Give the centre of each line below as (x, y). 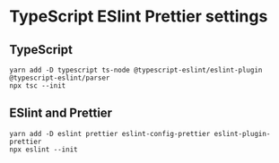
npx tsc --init (38, 86)
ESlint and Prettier (61, 113)
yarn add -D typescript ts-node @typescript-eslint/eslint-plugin (136, 70)
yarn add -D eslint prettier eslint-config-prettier (110, 133)
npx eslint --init (44, 150)
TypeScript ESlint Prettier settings (139, 17)
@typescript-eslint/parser (60, 78)
